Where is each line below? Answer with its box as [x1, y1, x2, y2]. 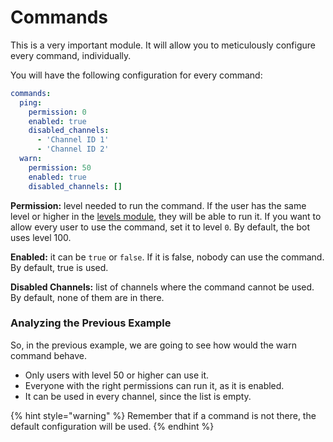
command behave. [10, 349, 88, 361]
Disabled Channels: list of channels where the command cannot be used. [10, 281, 315, 293]
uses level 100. [10, 231, 72, 243]
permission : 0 [28, 107, 87, 117]
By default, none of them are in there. [10, 291, 165, 303]
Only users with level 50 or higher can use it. [24, 369, 210, 381]
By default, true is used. [10, 261, 109, 273]
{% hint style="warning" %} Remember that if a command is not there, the [10, 409, 317, 421]
